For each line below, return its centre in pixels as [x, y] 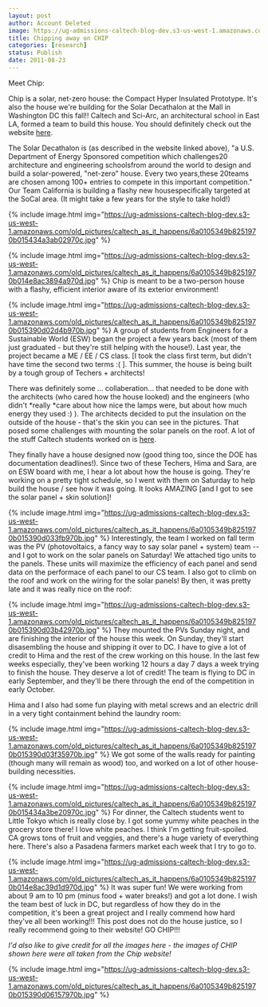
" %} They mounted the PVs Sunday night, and [173, 630]
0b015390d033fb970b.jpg [51, 538]
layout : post [30, 16]
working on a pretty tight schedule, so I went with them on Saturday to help [132, 480]
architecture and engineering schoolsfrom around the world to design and [130, 165]
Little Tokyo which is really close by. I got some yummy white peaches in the [134, 821]
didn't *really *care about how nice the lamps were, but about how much [128, 405]
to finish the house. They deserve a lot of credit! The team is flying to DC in [132, 672]
